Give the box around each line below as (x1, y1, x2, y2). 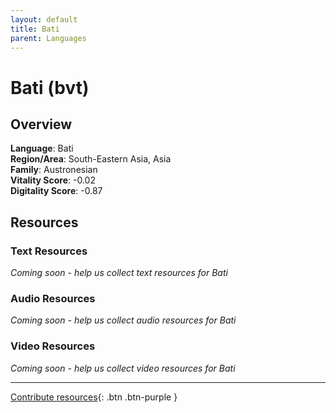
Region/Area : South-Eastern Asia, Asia (10, 153, 172, 165)
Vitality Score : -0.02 (10, 174, 96, 186)
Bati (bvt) (10, 76, 90, 99)
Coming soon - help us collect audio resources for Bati (10, 314, 237, 326)
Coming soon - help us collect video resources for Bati (10, 362, 236, 374)
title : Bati (10, 24, 60, 34)
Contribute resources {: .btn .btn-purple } (10, 391, 178, 403)
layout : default (10, 14, 78, 25)
